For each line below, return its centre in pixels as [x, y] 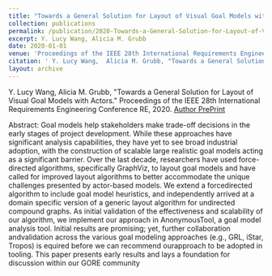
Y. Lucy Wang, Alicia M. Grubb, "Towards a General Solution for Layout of [131, 92]
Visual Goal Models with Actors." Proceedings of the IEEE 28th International [134, 100]
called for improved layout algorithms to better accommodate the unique [129, 176]
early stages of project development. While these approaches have [120, 133]
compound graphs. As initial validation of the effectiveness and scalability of [136, 211]
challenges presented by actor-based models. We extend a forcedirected [130, 185]
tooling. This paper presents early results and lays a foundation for [119, 254]
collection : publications [52, 24]
